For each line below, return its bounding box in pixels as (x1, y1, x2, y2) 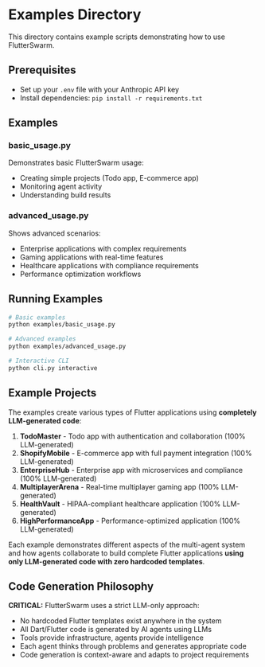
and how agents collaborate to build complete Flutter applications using (8, 548, 244, 558)
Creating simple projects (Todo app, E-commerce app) (19, 174, 199, 183)
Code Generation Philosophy (8, 579, 154, 593)
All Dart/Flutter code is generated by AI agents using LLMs (19, 625, 212, 634)
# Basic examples (8, 313, 66, 322)
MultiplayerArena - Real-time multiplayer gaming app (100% (19, 482, 220, 491)
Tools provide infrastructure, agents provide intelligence (19, 633, 205, 642)
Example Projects (8, 386, 97, 400)
